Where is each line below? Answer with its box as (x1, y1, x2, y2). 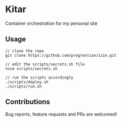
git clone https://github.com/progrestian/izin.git (5, 53, 116, 58)
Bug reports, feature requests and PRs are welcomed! (5, 111, 117, 117)
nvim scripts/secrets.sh (5, 66, 58, 71)
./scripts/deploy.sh (5, 79, 49, 85)
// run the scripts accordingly (5, 75, 73, 80)
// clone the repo (5, 48, 44, 54)
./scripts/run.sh (5, 84, 42, 89)
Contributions (5, 98, 50, 106)
